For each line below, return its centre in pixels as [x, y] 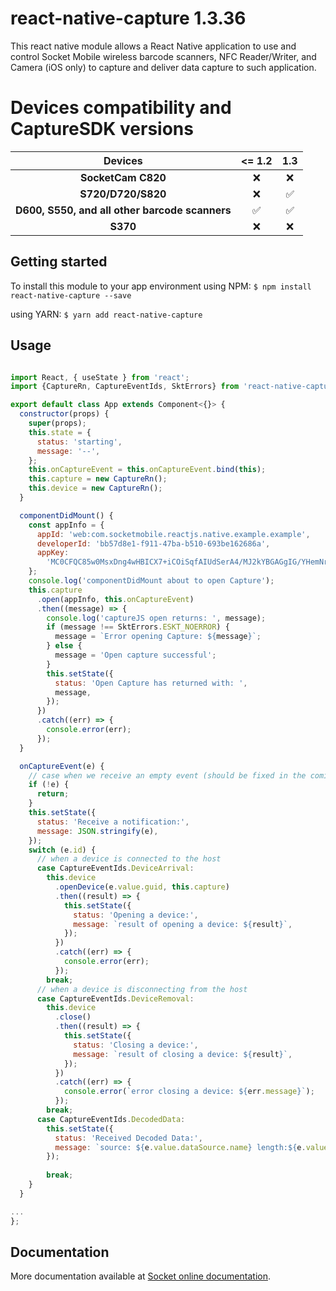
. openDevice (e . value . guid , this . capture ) [142, 887]
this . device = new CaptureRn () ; [95, 488]
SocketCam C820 [123, 177]
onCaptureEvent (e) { [62, 766]
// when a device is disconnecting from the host [142, 989]
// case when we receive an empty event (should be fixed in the [167, 775]
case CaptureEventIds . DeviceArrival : [115, 868]
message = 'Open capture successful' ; [135, 655]
